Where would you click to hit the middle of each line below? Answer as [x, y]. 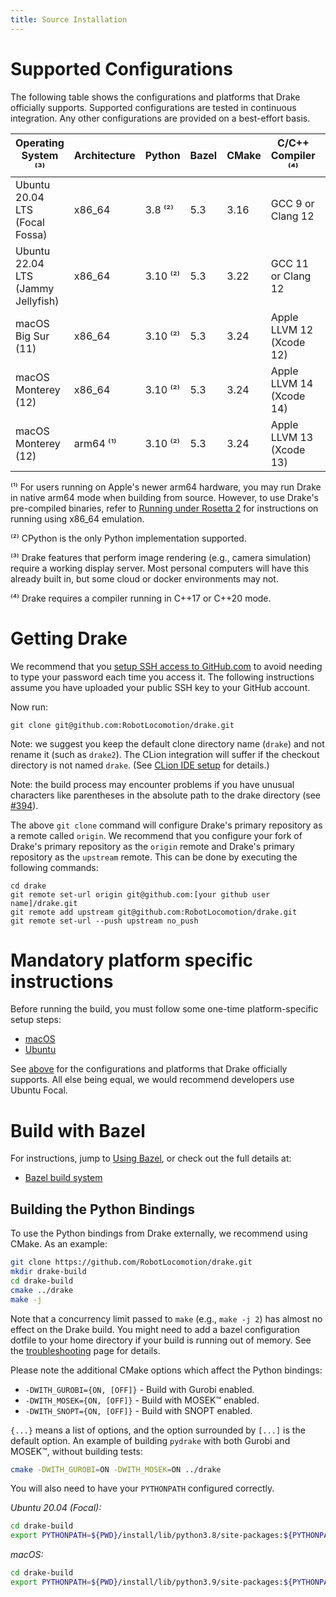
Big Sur [32, 336]
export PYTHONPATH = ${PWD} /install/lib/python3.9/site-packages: [147, 1582]
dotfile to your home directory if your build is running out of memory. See [161, 1340]
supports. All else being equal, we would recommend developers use [152, 1080]
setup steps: [36, 1020]
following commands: [54, 867]
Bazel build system [63, 1178]
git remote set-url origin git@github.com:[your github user [140, 894]
